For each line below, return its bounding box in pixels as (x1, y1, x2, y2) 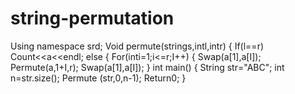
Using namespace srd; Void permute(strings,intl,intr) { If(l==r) (10, 40, 265, 52)
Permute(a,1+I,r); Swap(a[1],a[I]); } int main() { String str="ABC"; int (10, 61, 285, 73)
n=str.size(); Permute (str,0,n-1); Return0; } (10, 72, 187, 84)
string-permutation (10, 7, 175, 30)
